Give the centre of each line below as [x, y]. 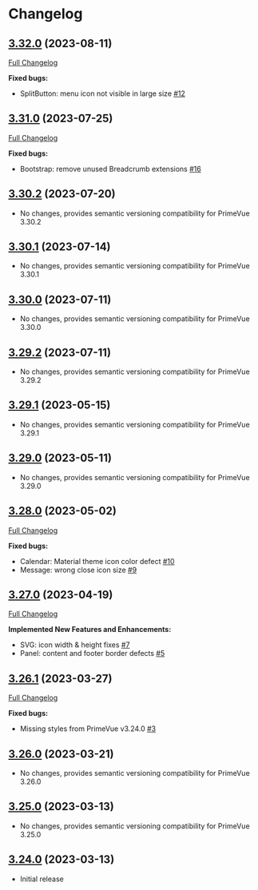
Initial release [42, 879]
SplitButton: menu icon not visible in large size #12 [103, 93]
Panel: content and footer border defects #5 [92, 654]
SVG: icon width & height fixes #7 [75, 645]
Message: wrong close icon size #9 [78, 570]
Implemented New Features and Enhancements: [90, 630]
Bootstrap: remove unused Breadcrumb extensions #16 [110, 169]
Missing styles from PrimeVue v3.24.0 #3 [88, 729]
